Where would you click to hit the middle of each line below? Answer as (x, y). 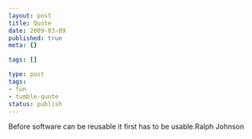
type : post (26, 74)
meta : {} (23, 46)
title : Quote (30, 23)
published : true (35, 38)
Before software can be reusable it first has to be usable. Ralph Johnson (126, 127)
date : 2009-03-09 (37, 30)
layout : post (30, 16)
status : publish (35, 104)
